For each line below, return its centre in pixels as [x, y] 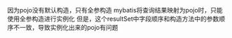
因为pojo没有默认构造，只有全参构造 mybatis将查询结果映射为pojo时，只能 [115, 10]
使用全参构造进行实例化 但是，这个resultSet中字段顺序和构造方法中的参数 [113, 19]
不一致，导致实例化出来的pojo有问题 [66, 27]
